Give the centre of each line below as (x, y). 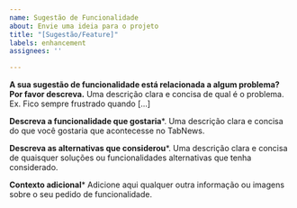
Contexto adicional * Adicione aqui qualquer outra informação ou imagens (147, 185)
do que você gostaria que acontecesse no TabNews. (107, 131)
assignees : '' (36, 51)
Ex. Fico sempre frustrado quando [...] (80, 104)
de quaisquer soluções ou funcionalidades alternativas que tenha (130, 158)
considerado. (34, 167)
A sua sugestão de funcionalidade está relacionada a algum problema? (145, 85)
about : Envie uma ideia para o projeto (84, 26)
